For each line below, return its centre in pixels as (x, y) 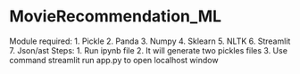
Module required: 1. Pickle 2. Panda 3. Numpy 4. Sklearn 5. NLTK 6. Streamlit (150, 41)
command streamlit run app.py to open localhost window (114, 60)
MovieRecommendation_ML (115, 16)
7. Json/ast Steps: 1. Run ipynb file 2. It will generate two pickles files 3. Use (149, 50)
